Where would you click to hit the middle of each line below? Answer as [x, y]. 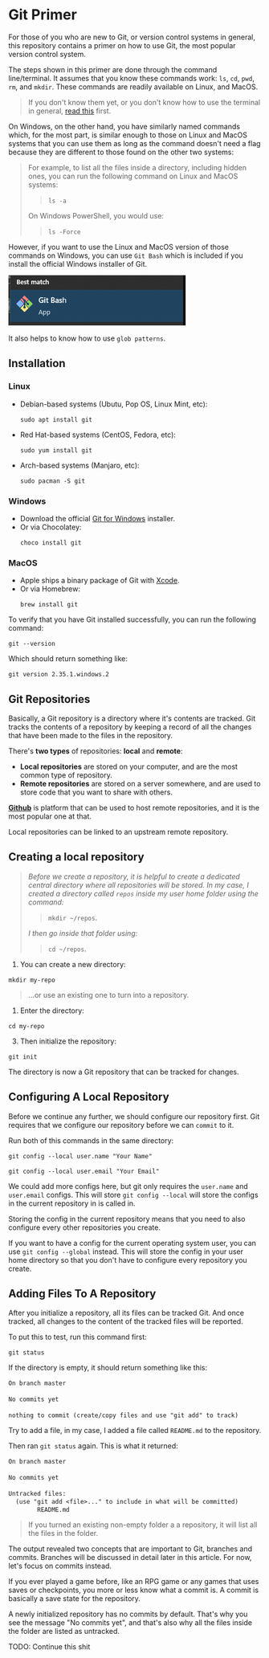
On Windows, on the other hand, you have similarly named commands [124, 126]
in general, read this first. [69, 111]
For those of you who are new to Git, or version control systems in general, [132, 37]
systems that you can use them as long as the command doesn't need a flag [134, 143]
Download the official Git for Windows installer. [97, 518]
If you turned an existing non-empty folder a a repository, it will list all [143, 1525]
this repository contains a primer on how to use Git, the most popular [122, 45]
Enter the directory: [52, 1011]
